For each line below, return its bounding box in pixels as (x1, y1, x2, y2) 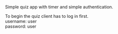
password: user (5, 23, 37, 29)
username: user (5, 19, 37, 24)
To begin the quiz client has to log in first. (5, 13, 89, 19)
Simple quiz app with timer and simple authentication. (5, 4, 114, 10)
